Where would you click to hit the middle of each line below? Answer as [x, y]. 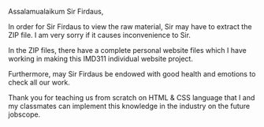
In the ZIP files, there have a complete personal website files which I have [127, 50]
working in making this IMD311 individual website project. [100, 59]
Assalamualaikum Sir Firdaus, [56, 11]
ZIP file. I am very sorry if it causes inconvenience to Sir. [100, 35]
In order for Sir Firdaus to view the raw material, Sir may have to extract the [130, 26]
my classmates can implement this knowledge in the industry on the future [129, 106]
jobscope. [24, 114]
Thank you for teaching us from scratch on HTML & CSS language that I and [132, 97]
